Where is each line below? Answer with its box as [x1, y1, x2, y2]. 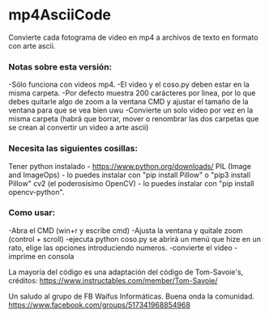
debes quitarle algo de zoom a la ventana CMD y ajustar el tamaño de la [8, 97, 249, 107]
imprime [8, 251, 36, 261]
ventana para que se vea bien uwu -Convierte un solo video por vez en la [8, 105, 254, 115]
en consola [37, 251, 75, 261]
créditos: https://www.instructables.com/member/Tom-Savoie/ [8, 275, 218, 285]
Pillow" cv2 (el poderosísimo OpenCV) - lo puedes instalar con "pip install [8, 178, 254, 188]
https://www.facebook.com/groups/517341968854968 [8, 299, 190, 309]
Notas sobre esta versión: [8, 61, 113, 72]
